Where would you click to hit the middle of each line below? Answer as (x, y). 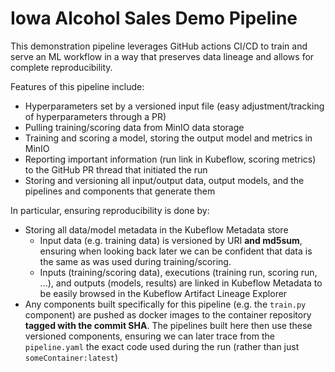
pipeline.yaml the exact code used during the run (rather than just (162, 346)
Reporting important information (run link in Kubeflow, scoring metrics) (170, 159)
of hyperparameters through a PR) (95, 116)
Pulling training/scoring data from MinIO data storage (134, 127)
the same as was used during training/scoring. (135, 261)
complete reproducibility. (61, 67)
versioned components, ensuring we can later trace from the (149, 336)
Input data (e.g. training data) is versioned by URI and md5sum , (171, 240)
